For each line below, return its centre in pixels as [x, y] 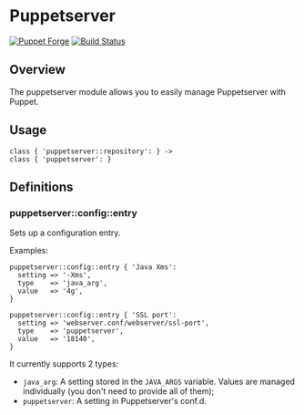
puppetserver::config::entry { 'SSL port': [93, 316]
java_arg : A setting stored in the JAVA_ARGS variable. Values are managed [159, 382]
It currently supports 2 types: [64, 364]
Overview [38, 70]
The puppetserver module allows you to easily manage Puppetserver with [148, 91]
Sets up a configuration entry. [65, 233]
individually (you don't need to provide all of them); [118, 391]
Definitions [41, 187]
